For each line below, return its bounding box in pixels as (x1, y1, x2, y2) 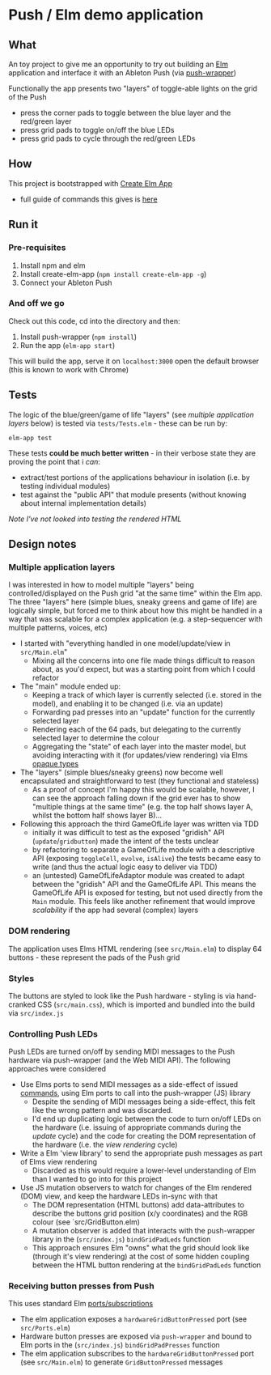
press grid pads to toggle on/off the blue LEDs (19, 125, 175, 134)
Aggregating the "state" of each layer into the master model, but (32, 742, 247, 752)
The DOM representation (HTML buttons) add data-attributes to (32, 1200, 245, 1210)
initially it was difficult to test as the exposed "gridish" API (32, 828, 225, 838)
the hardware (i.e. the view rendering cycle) (32, 1139, 178, 1150)
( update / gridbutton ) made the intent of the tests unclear (32, 836, 219, 847)
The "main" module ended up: (19, 681, 121, 691)
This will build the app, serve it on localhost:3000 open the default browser (8, 356, 260, 366)
